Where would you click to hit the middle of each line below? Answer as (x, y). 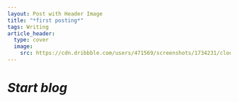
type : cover (32, 40)
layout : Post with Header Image (55, 14)
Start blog (37, 88)
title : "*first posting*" (45, 20)
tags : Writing (28, 27)
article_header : (31, 33)
